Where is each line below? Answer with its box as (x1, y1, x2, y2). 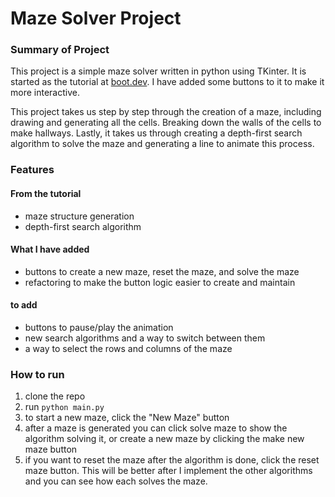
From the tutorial (10, 188, 82, 199)
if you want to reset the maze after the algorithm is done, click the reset (24, 454, 320, 466)
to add (10, 299, 38, 311)
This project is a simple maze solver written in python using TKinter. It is (10, 65, 307, 77)
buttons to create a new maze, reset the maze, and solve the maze (24, 265, 300, 277)
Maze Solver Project (10, 7, 182, 30)
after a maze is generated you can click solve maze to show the (24, 422, 288, 434)
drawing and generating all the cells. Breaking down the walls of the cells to (10, 117, 322, 129)
